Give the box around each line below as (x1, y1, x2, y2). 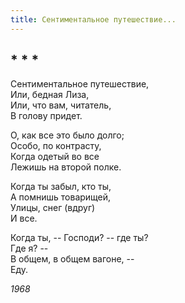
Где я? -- (10, 242, 49, 255)
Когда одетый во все (10, 151, 100, 163)
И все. (10, 212, 38, 225)
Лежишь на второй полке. (10, 161, 122, 173)
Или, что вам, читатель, (10, 99, 112, 111)
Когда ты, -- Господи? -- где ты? (10, 232, 149, 244)
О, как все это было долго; (10, 129, 125, 141)
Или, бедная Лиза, (10, 89, 90, 101)
